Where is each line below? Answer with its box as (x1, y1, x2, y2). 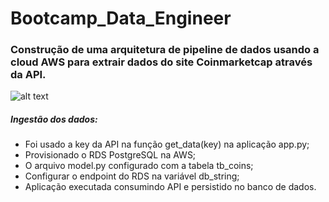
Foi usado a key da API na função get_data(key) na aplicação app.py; (24, 138, 310, 151)
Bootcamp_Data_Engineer (10, 7, 232, 30)
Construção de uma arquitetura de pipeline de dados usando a (10, 43, 320, 57)
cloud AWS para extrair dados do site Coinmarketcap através (10, 55, 313, 69)
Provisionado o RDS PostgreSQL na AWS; (24, 149, 197, 161)
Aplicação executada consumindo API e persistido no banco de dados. (24, 181, 317, 193)
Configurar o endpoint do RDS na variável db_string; (24, 170, 240, 182)
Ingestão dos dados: (10, 113, 98, 126)
